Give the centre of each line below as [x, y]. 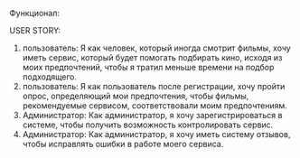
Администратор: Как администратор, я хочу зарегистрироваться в [152, 115]
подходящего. [50, 77]
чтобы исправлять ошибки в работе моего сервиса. [123, 144]
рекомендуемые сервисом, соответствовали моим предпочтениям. [155, 106]
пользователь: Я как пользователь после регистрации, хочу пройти [154, 86]
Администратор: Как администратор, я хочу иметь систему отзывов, [156, 134]
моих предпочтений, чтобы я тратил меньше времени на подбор [148, 67]
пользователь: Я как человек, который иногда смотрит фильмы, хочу [156, 48]
